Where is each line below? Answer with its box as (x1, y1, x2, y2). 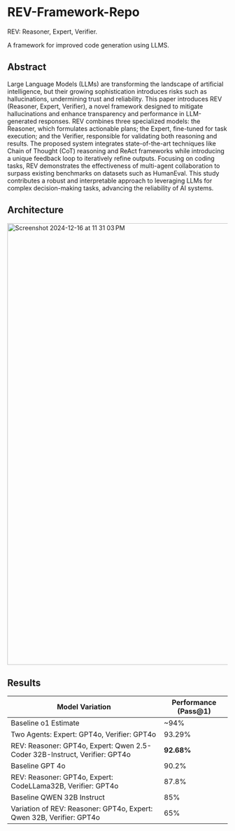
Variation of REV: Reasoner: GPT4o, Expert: (10, 804, 153, 814)
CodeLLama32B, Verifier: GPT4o (10, 781, 119, 791)
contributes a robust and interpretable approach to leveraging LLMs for (7, 176, 213, 185)
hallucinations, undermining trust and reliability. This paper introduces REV (7, 94, 222, 103)
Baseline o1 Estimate (10, 718, 80, 728)
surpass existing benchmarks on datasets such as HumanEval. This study (7, 169, 220, 177)
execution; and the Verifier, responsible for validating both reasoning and (7, 132, 218, 140)
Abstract (7, 61, 47, 73)
